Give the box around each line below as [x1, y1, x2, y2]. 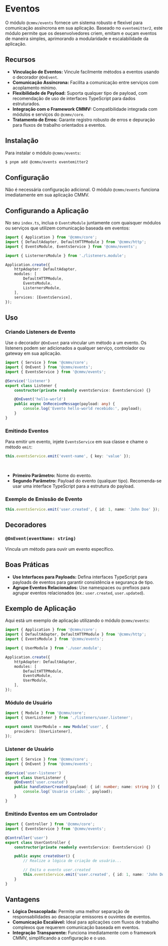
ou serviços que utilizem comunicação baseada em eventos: [5, 225, 130, 231]
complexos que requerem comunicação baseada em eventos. [12, 924, 140, 930]
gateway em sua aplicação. [5, 350, 61, 356]
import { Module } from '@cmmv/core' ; [5, 711, 86, 716]
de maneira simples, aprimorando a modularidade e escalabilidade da [5, 36, 149, 42]
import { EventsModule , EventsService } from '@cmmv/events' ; [5, 244, 137, 249]
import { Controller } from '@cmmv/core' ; [5, 822, 95, 827]
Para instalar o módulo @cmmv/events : [5, 150, 81, 156]
